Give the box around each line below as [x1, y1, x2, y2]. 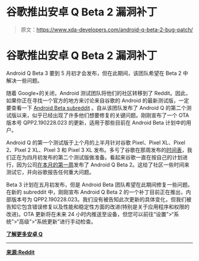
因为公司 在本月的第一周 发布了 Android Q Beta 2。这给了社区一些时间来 [16, 161, 190, 168]
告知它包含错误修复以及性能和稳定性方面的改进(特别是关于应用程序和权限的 [6, 203, 190, 210]
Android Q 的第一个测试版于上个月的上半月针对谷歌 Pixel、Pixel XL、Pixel [6, 139, 185, 146]
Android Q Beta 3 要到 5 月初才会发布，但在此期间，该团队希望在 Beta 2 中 [6, 69, 188, 77]
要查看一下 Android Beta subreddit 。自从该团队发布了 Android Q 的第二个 [6, 104, 187, 111]
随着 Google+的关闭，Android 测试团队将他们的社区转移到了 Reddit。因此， [6, 89, 191, 96]
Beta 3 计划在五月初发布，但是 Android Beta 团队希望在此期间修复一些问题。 [6, 181, 193, 188]
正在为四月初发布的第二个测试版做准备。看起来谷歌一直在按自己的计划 [11, 154, 182, 161]
